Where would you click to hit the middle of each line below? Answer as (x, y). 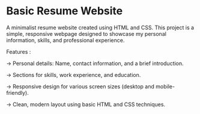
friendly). (17, 93)
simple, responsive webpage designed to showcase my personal (86, 33)
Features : (19, 51)
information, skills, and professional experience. (65, 40)
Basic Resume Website (65, 11)
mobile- (165, 86)
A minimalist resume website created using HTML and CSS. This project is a (100, 27)
